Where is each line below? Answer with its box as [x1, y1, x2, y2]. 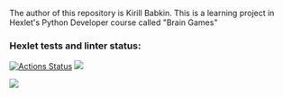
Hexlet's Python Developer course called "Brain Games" [9, 17, 218, 28]
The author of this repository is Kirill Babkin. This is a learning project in [9, 8, 275, 18]
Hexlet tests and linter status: [9, 40, 141, 52]
